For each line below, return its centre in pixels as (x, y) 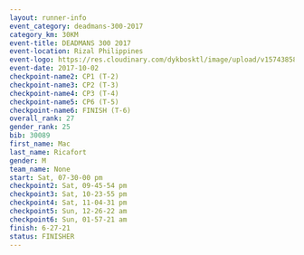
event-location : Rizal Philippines (76, 52)
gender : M (28, 161)
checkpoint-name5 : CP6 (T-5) (64, 102)
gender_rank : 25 (40, 127)
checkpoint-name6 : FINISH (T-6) (70, 110)
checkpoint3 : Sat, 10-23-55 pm (68, 194)
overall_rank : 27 (42, 118)
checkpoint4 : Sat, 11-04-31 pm (68, 203)
